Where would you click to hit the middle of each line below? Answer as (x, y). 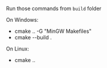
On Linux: (18, 49)
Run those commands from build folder (54, 8)
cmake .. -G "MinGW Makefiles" (53, 31)
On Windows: (22, 20)
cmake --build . (33, 37)
